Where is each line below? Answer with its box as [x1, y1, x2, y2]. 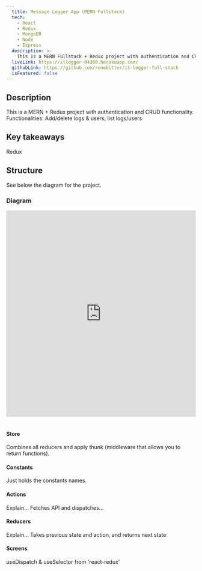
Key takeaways [6, 132, 65, 142]
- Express [17, 43, 42, 49]
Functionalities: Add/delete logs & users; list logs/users [6, 115, 142, 122]
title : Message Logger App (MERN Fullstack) [11, 8, 125, 15]
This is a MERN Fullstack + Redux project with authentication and [17, 53, 189, 59]
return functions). [6, 450, 50, 457]
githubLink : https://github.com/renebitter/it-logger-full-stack [11, 64, 179, 71]
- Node [17, 37, 34, 43]
